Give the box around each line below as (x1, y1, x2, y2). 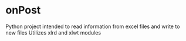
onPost (5, 4, 41, 17)
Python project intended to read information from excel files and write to (5, 23, 180, 30)
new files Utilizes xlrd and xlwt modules (5, 29, 101, 36)
